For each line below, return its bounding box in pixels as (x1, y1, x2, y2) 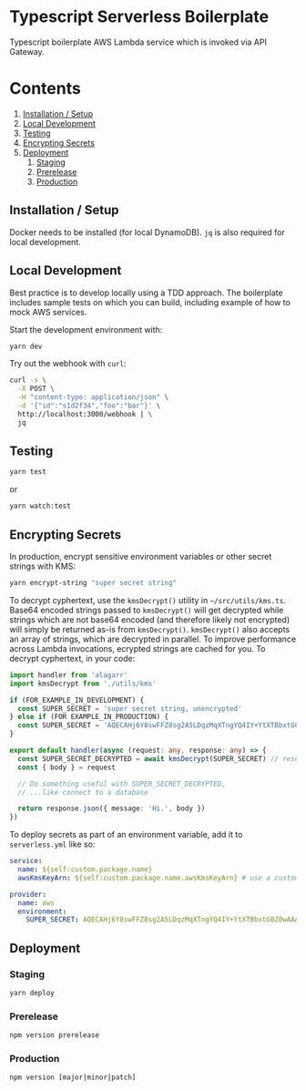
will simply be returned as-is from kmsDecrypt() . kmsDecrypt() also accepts (9, 623, 290, 634)
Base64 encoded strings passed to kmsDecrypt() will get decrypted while (9, 604, 284, 615)
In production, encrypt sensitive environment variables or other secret (9, 551, 272, 561)
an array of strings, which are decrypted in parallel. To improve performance (9, 633, 297, 644)
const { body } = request (17, 763, 117, 772)
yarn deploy (9, 988, 55, 997)
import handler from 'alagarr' (9, 670, 128, 680)
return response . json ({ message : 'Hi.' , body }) (17, 804, 206, 813)
